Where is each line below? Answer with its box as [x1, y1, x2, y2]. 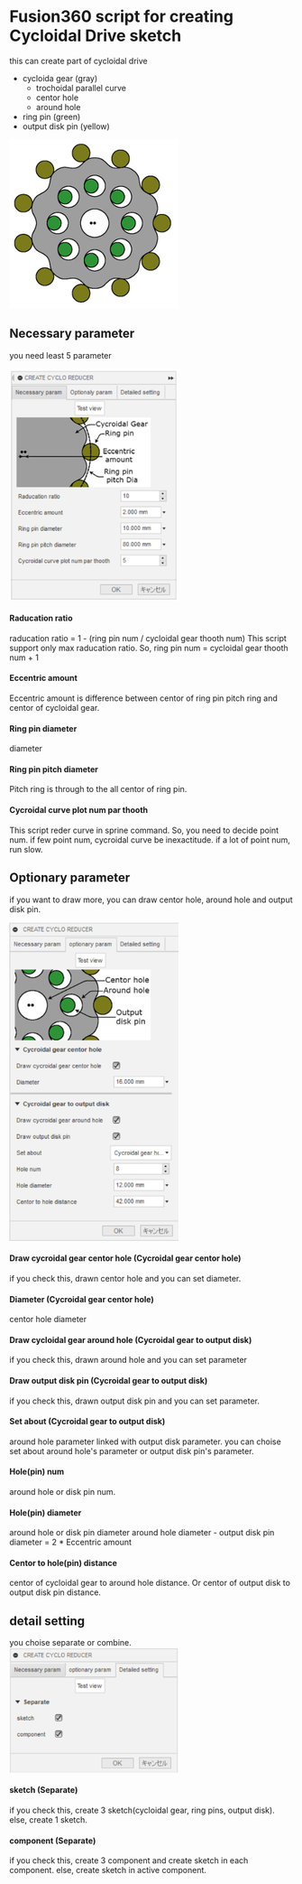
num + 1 [9, 652, 39, 663]
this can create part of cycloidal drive [9, 55, 148, 66]
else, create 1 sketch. [9, 1814, 88, 1825]
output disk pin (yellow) [22, 120, 110, 132]
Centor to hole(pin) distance [9, 1557, 117, 1568]
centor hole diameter [9, 1314, 87, 1325]
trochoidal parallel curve [35, 82, 126, 93]
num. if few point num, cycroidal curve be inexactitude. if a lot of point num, [9, 834, 290, 845]
